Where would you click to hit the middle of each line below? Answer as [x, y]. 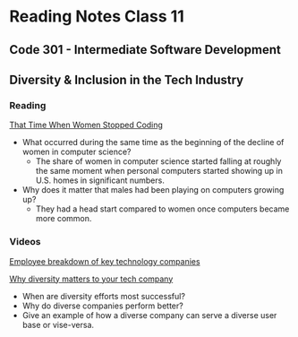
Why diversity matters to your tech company [91, 279]
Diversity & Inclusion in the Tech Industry [127, 79]
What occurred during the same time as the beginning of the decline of [153, 143]
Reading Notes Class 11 [97, 17]
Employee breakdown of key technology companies [105, 261]
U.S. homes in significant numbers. [100, 180]
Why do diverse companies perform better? [102, 306]
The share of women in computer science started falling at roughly [158, 161]
